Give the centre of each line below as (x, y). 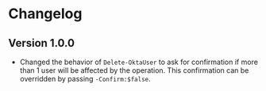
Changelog (45, 14)
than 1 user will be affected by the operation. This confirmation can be (134, 70)
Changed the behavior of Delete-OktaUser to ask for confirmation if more (139, 62)
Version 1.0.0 (42, 43)
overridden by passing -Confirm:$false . (85, 79)
